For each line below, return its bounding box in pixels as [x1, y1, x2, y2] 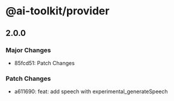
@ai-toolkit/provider [5, 4, 110, 18]
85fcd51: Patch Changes [14, 59, 75, 66]
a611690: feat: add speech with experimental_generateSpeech [14, 88, 168, 95]
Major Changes [5, 46, 51, 54]
